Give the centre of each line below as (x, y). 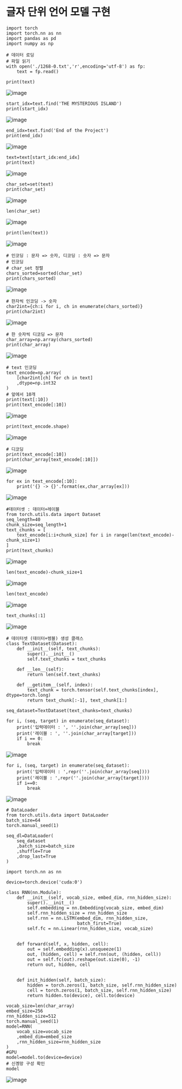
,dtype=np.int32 (37, 383)
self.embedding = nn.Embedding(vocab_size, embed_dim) (96, 908)
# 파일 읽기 (18, 61)
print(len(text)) (27, 233)
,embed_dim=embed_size (44, 1037)
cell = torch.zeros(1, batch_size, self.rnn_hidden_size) (100, 990)
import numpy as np (30, 44)
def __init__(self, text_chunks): (59, 648)
